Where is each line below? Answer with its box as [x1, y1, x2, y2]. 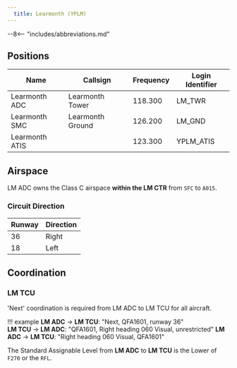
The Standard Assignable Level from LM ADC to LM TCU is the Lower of [7, 346, 217, 355]
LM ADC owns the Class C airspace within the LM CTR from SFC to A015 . [7, 184, 217, 192]
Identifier [186, 80, 217, 90]
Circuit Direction [7, 202, 65, 211]
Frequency [133, 75, 170, 85]
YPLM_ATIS [176, 137, 215, 147]
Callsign [83, 75, 111, 85]
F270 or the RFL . [7, 354, 52, 362]
